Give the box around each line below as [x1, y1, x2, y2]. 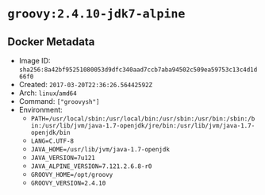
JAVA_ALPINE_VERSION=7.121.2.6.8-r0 [30, 162, 152, 170]
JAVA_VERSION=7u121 [30, 154, 96, 162]
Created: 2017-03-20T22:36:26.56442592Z [18, 80, 152, 89]
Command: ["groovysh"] [18, 97, 100, 105]
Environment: [18, 105, 63, 114]
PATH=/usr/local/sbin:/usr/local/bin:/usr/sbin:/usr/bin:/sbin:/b [30, 115, 255, 123]
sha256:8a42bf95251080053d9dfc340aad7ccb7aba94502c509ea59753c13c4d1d [18, 66, 258, 74]
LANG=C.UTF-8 [30, 137, 75, 145]
